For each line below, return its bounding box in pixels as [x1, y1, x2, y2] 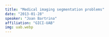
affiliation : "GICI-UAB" [5, 20, 55, 25]
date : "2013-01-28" [5, 12, 44, 16]
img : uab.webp [5, 25, 34, 30]
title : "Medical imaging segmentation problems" [5, 7, 105, 12]
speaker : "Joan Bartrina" [5, 16, 57, 21]
